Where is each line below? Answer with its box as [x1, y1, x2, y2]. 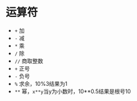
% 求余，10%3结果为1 [14, 80, 68, 87]
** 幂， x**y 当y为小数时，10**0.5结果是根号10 [14, 88, 132, 95]
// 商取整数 [14, 57, 44, 64]
